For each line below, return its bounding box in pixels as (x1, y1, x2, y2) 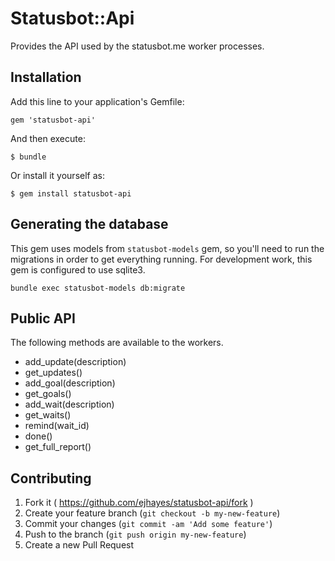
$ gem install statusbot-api (10, 188, 132, 199)
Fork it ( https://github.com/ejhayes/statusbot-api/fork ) (24, 497, 254, 509)
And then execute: (10, 132, 86, 144)
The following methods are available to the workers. (10, 337, 224, 349)
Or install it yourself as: (10, 169, 105, 181)
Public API (10, 310, 76, 327)
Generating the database (10, 216, 169, 233)
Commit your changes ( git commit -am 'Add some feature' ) (24, 518, 273, 530)
